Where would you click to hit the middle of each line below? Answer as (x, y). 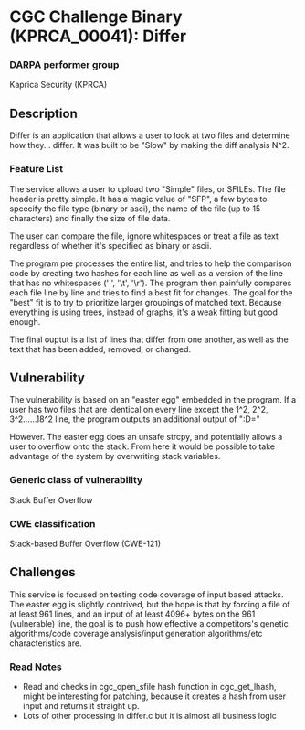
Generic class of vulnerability (76, 480)
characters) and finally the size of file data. (90, 218)
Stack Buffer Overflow (51, 499)
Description (43, 113)
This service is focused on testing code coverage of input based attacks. (147, 594)
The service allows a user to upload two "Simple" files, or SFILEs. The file (147, 188)
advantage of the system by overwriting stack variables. (115, 456)
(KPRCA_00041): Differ (98, 36)
